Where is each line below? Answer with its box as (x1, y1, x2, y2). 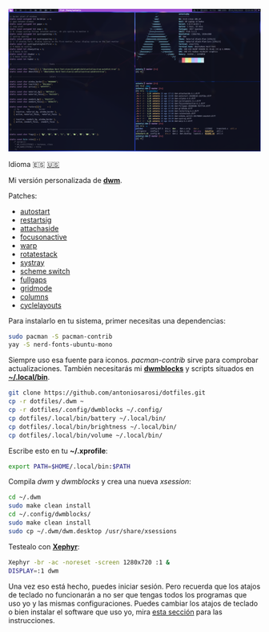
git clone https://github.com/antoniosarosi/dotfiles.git (8, 389, 206, 398)
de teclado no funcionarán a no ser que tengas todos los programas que (8, 589, 247, 599)
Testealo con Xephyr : (8, 541, 80, 551)
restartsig (19, 214, 52, 225)
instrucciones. (8, 615, 55, 625)
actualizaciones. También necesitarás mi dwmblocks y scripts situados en (8, 364, 255, 373)
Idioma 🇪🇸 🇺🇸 (8, 159, 60, 169)
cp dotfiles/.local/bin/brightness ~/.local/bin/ (8, 422, 178, 430)
